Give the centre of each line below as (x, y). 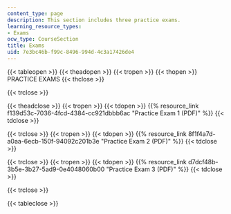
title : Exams (26, 46)
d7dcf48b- (203, 162)
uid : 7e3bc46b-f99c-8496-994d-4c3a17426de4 (71, 52)
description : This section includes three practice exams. (94, 20)
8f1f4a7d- (202, 134)
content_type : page (35, 13)
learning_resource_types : (44, 26)
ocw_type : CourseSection (43, 39)
